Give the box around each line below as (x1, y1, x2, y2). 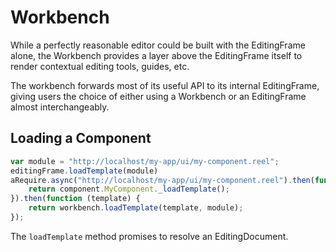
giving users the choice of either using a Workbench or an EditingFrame (10, 90, 307, 102)
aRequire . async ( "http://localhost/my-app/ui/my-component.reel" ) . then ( (10, 175, 315, 185)
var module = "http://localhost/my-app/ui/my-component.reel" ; (10, 156, 280, 166)
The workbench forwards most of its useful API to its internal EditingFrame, (10, 79, 320, 91)
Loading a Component (10, 130, 152, 147)
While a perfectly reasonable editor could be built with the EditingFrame (10, 39, 306, 51)
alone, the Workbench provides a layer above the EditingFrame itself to (10, 49, 303, 61)
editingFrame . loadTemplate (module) (10, 166, 159, 176)
